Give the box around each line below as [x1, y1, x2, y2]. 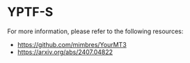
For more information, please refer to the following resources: [7, 27, 184, 35]
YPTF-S [7, 4, 54, 20]
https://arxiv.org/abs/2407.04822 [17, 48, 113, 56]
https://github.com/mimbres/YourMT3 [17, 40, 127, 48]
